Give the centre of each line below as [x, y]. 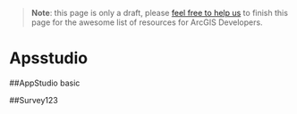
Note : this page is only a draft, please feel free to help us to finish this [160, 13]
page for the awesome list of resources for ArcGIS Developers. [147, 22]
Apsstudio [49, 58]
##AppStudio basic [45, 83]
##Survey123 [34, 100]
